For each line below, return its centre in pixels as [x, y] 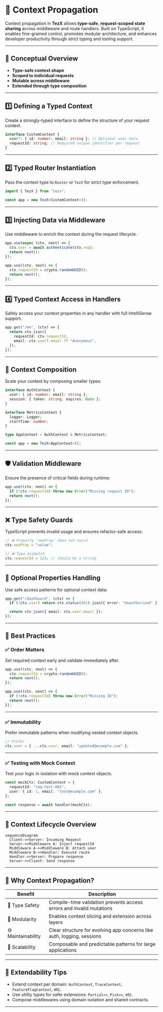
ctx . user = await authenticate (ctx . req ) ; [52, 248]
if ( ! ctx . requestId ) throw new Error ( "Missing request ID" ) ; [73, 491]
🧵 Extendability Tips [36, 972]
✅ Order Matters [25, 650]
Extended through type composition [49, 86]
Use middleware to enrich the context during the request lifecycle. [71, 234]
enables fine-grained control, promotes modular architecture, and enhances [81, 33]
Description [102, 894]
